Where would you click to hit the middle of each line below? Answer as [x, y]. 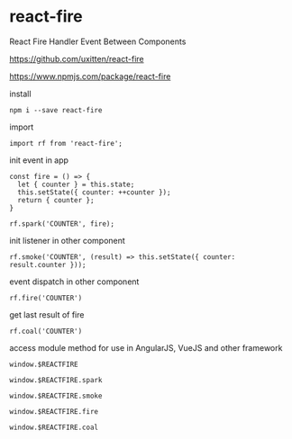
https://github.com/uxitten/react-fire [77, 58]
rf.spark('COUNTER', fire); [62, 224]
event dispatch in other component [74, 282]
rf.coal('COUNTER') [46, 331]
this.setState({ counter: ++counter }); [94, 192]
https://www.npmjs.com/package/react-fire [90, 76]
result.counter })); [48, 264]
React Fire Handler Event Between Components [98, 41]
